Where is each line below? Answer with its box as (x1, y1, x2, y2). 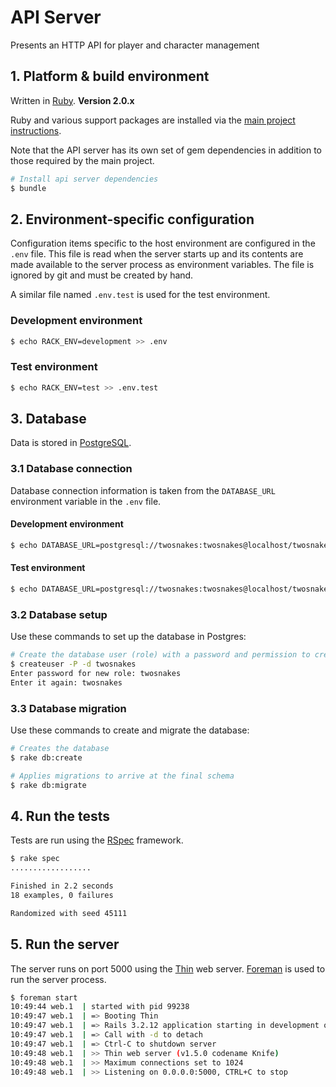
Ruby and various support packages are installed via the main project (10, 114, 296, 126)
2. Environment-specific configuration (10, 211, 255, 228)
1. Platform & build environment (10, 68, 210, 85)
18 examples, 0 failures (10, 890, 114, 900)
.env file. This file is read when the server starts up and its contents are (10, 248, 304, 260)
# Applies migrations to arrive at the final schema (10, 771, 235, 781)
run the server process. (10, 973, 107, 985)
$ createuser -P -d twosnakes (10, 659, 137, 670)
